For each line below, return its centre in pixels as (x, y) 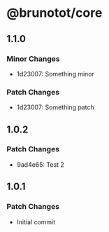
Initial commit (36, 221)
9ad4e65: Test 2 (40, 164)
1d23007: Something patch (56, 107)
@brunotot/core (54, 13)
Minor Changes (33, 59)
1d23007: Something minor (56, 74)
